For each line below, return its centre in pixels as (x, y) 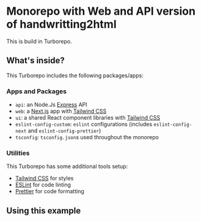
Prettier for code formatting (49, 191)
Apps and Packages (37, 91)
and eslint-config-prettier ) (64, 131)
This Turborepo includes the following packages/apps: (75, 75)
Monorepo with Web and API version (101, 11)
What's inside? (36, 60)
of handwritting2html (62, 24)
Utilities (18, 153)
